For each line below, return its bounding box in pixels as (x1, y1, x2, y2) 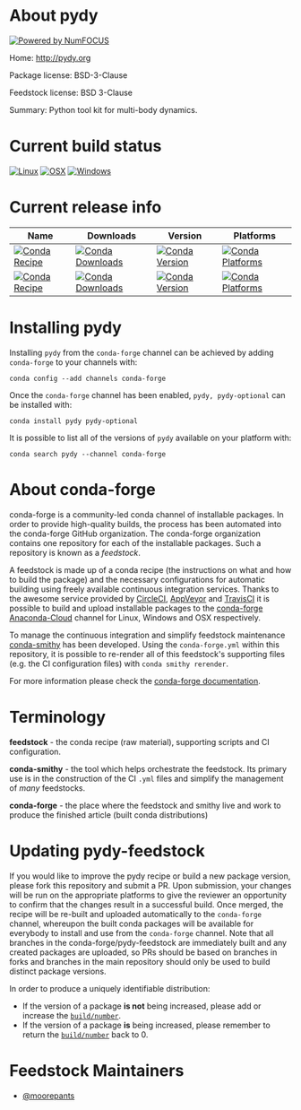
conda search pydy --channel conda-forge (9, 449, 167, 458)
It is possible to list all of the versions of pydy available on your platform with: (9, 432, 292, 443)
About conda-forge (9, 479, 156, 499)
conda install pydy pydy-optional (9, 416, 139, 426)
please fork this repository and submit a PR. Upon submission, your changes (9, 880, 292, 890)
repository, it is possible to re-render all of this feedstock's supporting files (9, 648, 285, 659)
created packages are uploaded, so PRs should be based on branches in (9, 947, 278, 958)
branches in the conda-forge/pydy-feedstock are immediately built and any (9, 937, 288, 948)
